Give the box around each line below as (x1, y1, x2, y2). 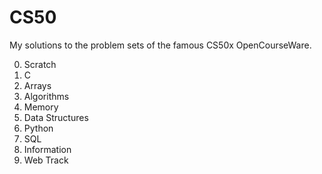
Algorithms (23, 90, 70, 102)
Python (23, 122, 54, 134)
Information (23, 143, 72, 155)
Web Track (23, 154, 69, 166)
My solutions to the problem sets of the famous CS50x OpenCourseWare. (9, 39, 312, 51)
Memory (23, 101, 59, 113)
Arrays (23, 79, 52, 91)
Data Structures (23, 111, 89, 123)
